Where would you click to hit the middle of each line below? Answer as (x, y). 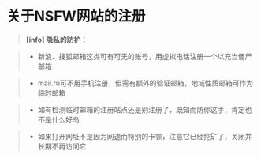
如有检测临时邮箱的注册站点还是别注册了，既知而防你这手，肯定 (141, 109)
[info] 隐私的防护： (56, 39)
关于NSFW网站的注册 (76, 16)
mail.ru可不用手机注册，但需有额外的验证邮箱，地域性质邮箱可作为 (145, 83)
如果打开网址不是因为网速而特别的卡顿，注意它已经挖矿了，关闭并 (145, 136)
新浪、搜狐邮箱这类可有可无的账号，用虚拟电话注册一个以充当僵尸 (145, 56)
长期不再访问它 (62, 146)
